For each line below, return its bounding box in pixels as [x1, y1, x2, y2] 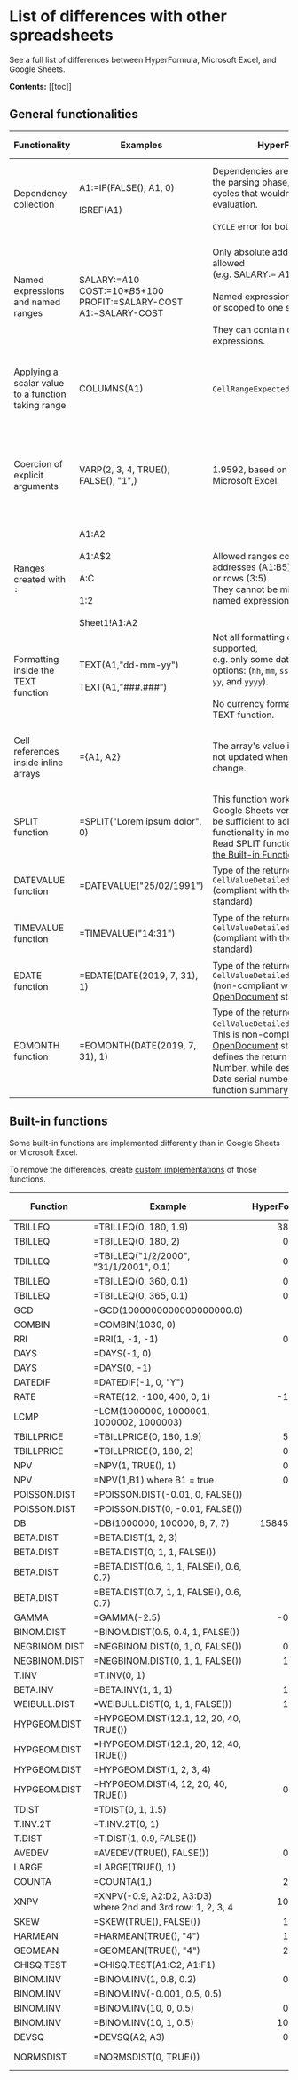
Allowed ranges [212, 550, 278, 562]
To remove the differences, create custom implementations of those [9, 1164, 257, 1174]
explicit [13, 469, 44, 481]
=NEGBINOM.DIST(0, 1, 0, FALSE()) [92, 1640, 242, 1652]
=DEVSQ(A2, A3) [92, 2030, 166, 2043]
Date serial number [212, 1072, 292, 1085]
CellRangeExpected [212, 384, 290, 394]
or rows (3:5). [212, 572, 271, 584]
